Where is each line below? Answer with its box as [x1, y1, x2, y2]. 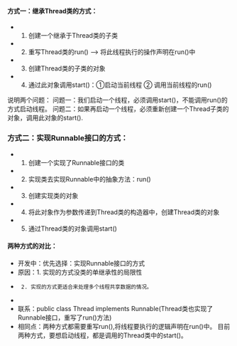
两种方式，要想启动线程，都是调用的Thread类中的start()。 [17, 331, 188, 340]
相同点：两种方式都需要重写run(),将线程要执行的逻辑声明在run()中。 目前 [17, 322, 231, 330]
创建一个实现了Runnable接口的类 [28, 158, 125, 167]
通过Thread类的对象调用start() [28, 224, 117, 233]
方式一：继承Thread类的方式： [7, 6, 98, 15]
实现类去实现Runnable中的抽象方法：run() [28, 174, 151, 183]
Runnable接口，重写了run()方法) [17, 313, 112, 322]
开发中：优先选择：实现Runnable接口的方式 [17, 258, 145, 267]
